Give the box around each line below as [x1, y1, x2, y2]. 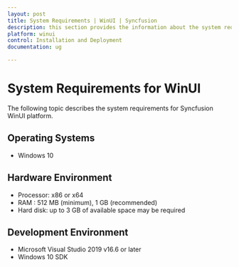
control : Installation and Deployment [7, 37, 122, 44]
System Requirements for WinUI [7, 80, 201, 97]
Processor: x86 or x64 [17, 190, 84, 199]
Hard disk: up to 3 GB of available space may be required [17, 206, 186, 214]
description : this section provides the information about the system [7, 23, 221, 31]
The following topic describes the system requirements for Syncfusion [7, 104, 213, 112]
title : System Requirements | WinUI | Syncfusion [7, 17, 158, 24]
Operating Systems [7, 132, 95, 145]
